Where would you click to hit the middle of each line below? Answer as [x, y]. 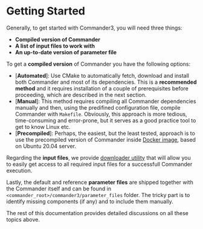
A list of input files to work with [55, 46]
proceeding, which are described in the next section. [81, 95]
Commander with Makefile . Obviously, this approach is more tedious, [101, 114]
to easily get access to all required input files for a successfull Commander [99, 164]
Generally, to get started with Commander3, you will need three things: [94, 28]
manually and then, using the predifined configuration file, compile [98, 107]
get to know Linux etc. [43, 127]
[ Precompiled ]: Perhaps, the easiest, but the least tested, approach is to [105, 133]
